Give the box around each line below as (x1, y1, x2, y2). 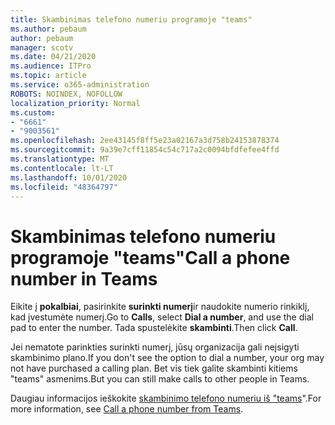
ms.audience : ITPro (10, 61, 92, 71)
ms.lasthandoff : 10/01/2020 (10, 172, 128, 183)
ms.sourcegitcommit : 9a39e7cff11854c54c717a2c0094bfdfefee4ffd (10, 145, 280, 155)
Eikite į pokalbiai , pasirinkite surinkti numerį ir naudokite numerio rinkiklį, (10, 301, 310, 313)
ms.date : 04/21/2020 (10, 52, 97, 62)
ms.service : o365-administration (10, 80, 150, 90)
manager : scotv (10, 42, 74, 53)
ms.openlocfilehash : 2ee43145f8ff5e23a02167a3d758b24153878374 (10, 136, 280, 146)
